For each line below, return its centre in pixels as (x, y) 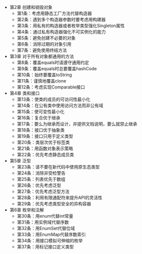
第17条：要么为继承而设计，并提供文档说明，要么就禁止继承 (77, 124)
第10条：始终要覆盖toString (45, 75)
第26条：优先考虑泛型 (39, 185)
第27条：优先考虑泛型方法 (43, 191)
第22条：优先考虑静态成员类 (46, 155)
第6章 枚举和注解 (27, 210)
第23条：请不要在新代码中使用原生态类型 (58, 167)
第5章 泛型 (20, 161)
